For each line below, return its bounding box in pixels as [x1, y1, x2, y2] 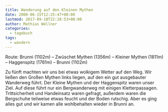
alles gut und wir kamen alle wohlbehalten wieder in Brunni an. [5, 101, 135, 107]
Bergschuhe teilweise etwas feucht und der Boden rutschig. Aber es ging [5, 95, 157, 101]
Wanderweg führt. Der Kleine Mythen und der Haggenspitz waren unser [5, 79, 154, 85]
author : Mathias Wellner [5, 21, 57, 27]
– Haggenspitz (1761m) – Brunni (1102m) [5, 59, 88, 65]
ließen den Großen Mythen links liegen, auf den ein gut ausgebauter [5, 74, 147, 80]
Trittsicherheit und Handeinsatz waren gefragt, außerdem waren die [5, 90, 146, 96]
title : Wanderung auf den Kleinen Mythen [5, 7, 94, 13]
